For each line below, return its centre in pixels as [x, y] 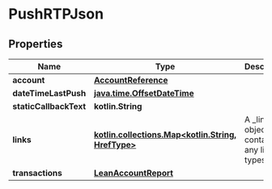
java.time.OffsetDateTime [144, 93]
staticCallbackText [49, 106]
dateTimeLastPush [49, 93]
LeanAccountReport [134, 173]
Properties [36, 44]
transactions [37, 173]
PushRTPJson [56, 14]
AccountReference [131, 80]
